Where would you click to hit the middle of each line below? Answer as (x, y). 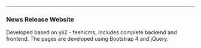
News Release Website (40, 19)
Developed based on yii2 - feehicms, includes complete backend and (92, 32)
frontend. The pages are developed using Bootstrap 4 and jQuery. (87, 39)
